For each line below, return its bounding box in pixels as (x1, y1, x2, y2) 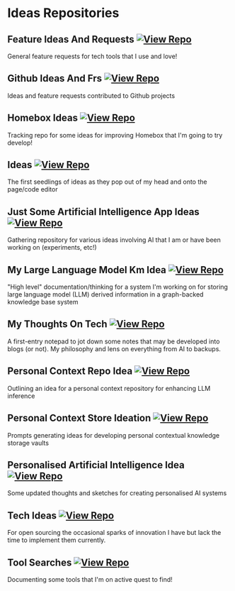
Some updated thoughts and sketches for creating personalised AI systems (7, 489, 227, 497)
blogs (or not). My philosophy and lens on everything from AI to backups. (7, 344, 222, 353)
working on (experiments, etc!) (7, 243, 97, 252)
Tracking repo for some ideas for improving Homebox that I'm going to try (7, 131, 223, 139)
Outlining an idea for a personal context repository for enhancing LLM (7, 384, 211, 392)
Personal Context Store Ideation (7, 412, 151, 424)
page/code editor (7, 185, 58, 194)
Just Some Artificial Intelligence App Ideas (7, 206, 200, 218)
